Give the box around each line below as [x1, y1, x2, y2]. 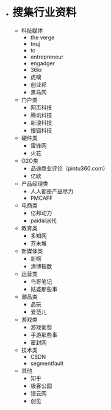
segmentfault [30, 359, 64, 367]
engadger [30, 59, 55, 67]
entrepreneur [30, 53, 64, 60]
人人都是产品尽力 [30, 187, 74, 195]
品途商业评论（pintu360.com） [30, 164, 109, 172]
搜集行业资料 [12, 5, 77, 19]
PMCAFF [30, 194, 53, 202]
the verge [30, 34, 55, 41]
